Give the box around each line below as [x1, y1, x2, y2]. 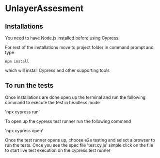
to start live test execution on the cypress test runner [5, 147, 111, 153]
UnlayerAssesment [5, 3, 84, 14]
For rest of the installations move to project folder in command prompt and [5, 45, 154, 50]
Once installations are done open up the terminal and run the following [5, 94, 146, 100]
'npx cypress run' [5, 109, 40, 114]
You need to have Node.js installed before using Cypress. [5, 35, 120, 41]
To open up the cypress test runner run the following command [5, 118, 131, 124]
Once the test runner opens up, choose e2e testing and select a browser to [5, 137, 155, 143]
